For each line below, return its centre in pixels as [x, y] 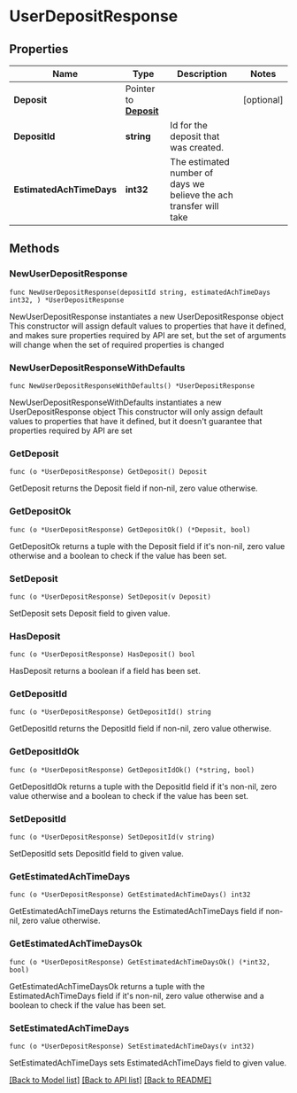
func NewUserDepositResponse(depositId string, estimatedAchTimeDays [140, 292]
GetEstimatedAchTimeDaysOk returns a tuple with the [107, 986]
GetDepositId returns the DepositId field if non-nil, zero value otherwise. [141, 729]
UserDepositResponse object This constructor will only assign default [136, 411]
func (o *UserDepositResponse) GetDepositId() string [110, 712]
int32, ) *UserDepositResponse [67, 300]
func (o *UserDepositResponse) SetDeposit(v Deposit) [110, 597]
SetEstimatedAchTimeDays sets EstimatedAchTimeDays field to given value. [148, 1062]
